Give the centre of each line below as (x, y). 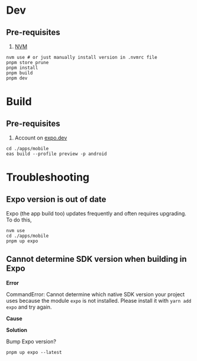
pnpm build (20, 73)
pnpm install (22, 68)
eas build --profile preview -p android (57, 154)
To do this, (19, 220)
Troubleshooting (48, 177)
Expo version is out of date (56, 199)
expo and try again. (29, 307)
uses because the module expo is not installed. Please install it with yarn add (99, 300)
